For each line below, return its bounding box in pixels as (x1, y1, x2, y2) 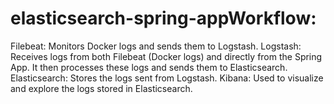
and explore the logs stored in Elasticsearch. (10, 82, 193, 94)
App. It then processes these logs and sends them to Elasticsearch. (10, 61, 288, 73)
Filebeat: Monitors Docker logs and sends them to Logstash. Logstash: (10, 40, 302, 52)
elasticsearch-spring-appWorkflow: (10, 7, 317, 30)
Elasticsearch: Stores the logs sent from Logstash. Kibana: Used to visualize (10, 72, 324, 84)
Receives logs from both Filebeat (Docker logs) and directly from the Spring (10, 50, 323, 62)
